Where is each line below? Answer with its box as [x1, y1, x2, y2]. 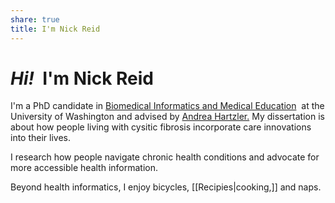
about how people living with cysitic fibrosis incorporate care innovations [10, 121, 312, 133]
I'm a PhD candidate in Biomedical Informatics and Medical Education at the [10, 100, 325, 112]
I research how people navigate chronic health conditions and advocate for [10, 151, 320, 163]
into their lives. [10, 132, 72, 144]
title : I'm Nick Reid [10, 24, 101, 34]
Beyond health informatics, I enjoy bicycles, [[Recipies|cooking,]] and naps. [10, 181, 322, 193]
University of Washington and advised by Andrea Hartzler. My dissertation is [10, 111, 325, 123]
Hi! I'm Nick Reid [10, 67, 155, 90]
